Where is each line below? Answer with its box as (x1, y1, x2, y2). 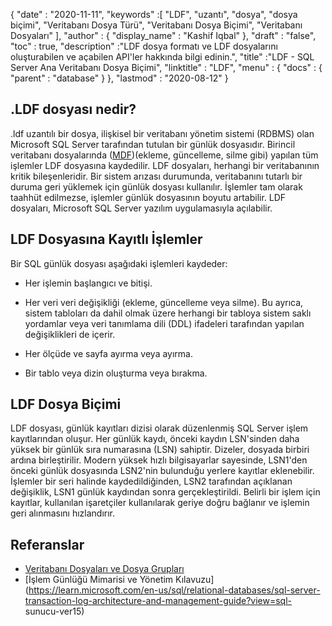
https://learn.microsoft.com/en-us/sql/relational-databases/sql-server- (28, 584, 321, 596)
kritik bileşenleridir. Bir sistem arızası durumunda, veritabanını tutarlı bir (10, 170, 303, 182)
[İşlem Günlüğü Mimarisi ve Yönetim (24, 574, 174, 586)
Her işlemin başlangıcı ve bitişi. (24, 277, 153, 289)
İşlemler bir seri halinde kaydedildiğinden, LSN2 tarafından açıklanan (10, 475, 293, 488)
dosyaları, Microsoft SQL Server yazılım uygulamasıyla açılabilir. (10, 202, 273, 214)
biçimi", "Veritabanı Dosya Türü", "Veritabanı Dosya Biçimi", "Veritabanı (10, 19, 303, 31)
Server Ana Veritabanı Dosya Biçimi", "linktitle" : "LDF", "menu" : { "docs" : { (10, 62, 323, 73)
